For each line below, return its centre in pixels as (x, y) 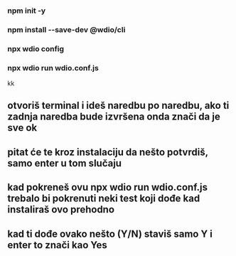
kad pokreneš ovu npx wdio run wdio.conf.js (108, 187)
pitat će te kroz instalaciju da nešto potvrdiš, (108, 152)
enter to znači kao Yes (58, 245)
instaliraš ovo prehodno (61, 209)
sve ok (22, 128)
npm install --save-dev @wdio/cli (66, 29)
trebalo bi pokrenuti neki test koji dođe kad (104, 199)
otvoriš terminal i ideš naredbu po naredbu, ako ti (118, 106)
